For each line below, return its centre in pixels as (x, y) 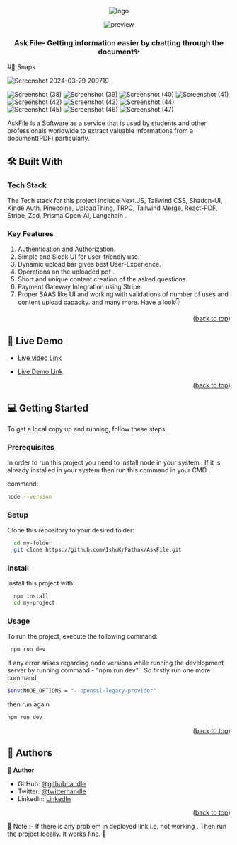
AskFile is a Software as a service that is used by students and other (107, 123)
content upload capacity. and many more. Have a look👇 (99, 302)
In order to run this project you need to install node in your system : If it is (114, 462)
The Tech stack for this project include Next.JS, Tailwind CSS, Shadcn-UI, (115, 200)
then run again (28, 704)
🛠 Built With (35, 162)
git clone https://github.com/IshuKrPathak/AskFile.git (98, 550)
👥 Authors (30, 753)
